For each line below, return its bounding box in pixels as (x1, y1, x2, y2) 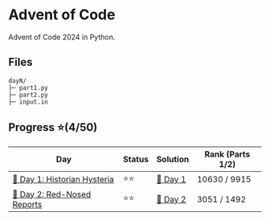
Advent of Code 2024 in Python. (8, 32, 116, 42)
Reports (12, 198, 43, 210)
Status (123, 153, 149, 165)
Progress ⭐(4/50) (8, 120, 98, 134)
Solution (156, 153, 190, 165)
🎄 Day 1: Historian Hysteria (12, 174, 114, 185)
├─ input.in (8, 98, 48, 106)
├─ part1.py (8, 84, 48, 92)
